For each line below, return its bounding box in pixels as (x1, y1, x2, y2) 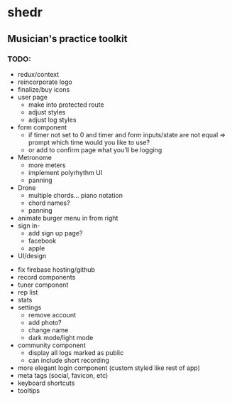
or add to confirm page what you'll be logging (28, 145, 162, 154)
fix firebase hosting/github (17, 265, 96, 274)
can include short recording (28, 356, 110, 364)
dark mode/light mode (28, 333, 94, 342)
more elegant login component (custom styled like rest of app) (17, 364, 201, 372)
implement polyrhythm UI (28, 168, 103, 176)
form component (17, 122, 67, 132)
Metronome (17, 153, 52, 162)
